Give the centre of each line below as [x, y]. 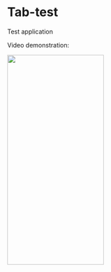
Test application [30, 31]
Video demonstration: [38, 45]
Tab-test [33, 12]
